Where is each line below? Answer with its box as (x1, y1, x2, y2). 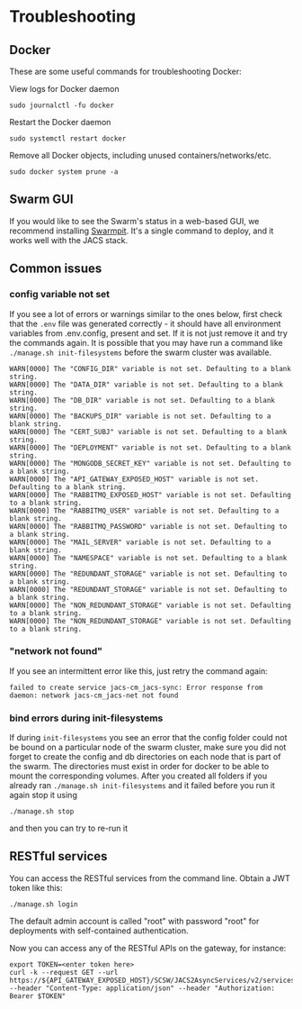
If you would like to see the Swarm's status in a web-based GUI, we (9, 215, 260, 226)
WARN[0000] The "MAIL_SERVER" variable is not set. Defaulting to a (9, 538, 271, 547)
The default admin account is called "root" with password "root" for (9, 915, 260, 926)
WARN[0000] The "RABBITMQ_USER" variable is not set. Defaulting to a (9, 506, 280, 515)
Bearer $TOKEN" (9, 991, 67, 1001)
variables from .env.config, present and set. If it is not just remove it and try (9, 327, 288, 339)
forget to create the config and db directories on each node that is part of (9, 751, 281, 762)
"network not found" (9, 645, 103, 658)
